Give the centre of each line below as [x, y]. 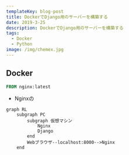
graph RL [17, 110]
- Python [22, 44]
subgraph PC [31, 115]
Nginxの [24, 99]
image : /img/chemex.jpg [35, 50]
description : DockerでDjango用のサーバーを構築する [65, 28]
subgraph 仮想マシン [50, 121]
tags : [13, 33]
